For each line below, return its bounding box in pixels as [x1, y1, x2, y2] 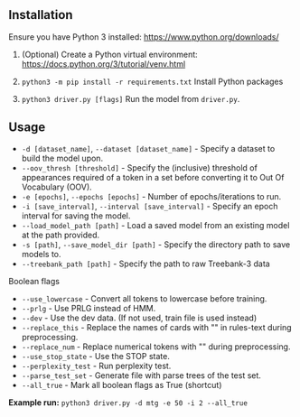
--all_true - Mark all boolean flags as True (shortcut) [21, 380, 222, 391]
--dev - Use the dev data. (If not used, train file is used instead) [21, 312, 258, 323]
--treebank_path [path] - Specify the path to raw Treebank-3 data [21, 258, 270, 269]
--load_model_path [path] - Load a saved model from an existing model [21, 220, 290, 231]
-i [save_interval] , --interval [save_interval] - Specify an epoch [21, 201, 278, 212]
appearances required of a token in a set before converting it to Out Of [21, 172, 285, 183]
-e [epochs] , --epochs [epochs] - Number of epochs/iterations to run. [21, 191, 282, 202]
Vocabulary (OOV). [21, 181, 92, 192]
